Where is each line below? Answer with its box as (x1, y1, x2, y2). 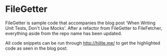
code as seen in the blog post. (5, 45, 68, 51)
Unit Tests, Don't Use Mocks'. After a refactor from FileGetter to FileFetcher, (5, 25, 162, 31)
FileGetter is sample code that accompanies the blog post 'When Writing (5, 20, 156, 26)
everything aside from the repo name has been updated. (5, 30, 122, 36)
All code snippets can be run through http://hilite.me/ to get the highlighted (5, 40, 160, 46)
